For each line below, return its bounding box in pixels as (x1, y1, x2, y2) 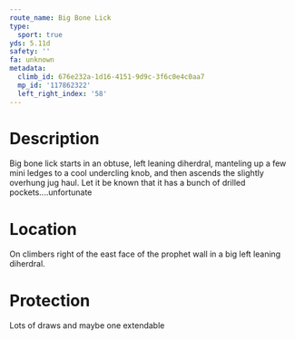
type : (9, 22, 30, 31)
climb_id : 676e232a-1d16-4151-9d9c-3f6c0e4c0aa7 (17, 73, 205, 82)
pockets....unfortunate (9, 187, 93, 198)
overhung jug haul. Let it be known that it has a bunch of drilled (9, 178, 246, 189)
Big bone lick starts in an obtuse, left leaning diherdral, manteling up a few (9, 158, 287, 169)
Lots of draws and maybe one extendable (9, 320, 165, 331)
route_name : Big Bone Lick (9, 13, 112, 23)
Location (9, 219, 77, 239)
